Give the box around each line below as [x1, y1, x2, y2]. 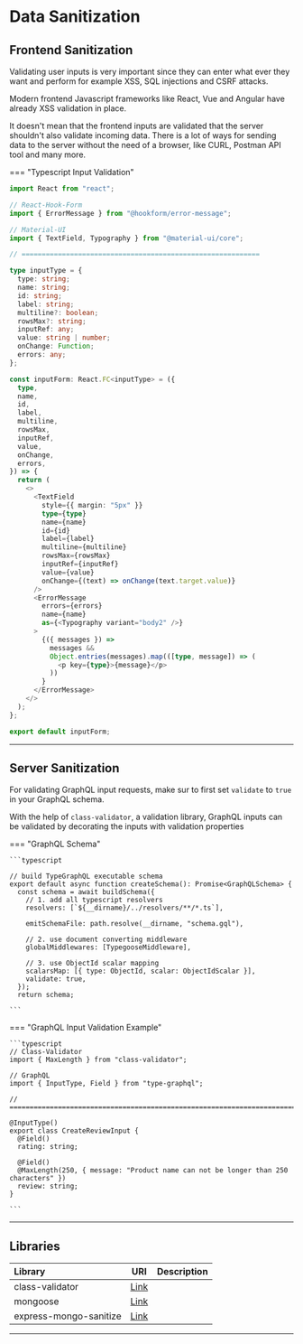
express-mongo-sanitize [14, 1310, 122, 1322]
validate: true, [25, 975, 87, 984]
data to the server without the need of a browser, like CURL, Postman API [9, 140, 281, 150]
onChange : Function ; [17, 341, 95, 351]
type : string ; [17, 275, 70, 284]
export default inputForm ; [9, 727, 111, 736]
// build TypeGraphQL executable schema [9, 872, 164, 882]
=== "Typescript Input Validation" [9, 167, 134, 177]
